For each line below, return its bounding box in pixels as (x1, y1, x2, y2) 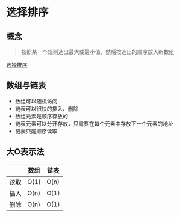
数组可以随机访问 (14, 97, 58, 105)
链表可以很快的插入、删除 (14, 105, 79, 112)
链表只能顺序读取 (14, 127, 58, 135)
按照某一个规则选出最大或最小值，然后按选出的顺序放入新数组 (20, 49, 175, 55)
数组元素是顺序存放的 (14, 112, 68, 120)
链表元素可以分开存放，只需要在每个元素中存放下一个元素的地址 (14, 120, 173, 127)
